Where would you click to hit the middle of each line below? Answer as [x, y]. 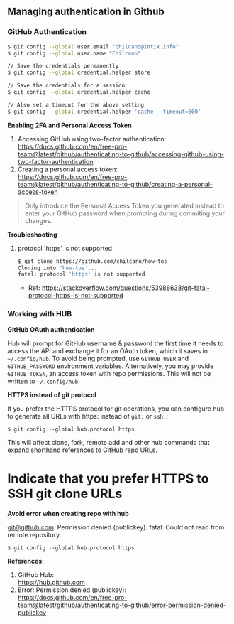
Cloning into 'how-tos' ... [57, 268]
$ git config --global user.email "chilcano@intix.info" [93, 47]
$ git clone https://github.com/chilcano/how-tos [93, 261]
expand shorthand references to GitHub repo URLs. [83, 450]
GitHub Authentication [47, 32]
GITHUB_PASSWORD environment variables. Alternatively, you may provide [111, 366]
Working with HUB [40, 314]
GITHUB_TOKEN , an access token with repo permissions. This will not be [109, 373]
